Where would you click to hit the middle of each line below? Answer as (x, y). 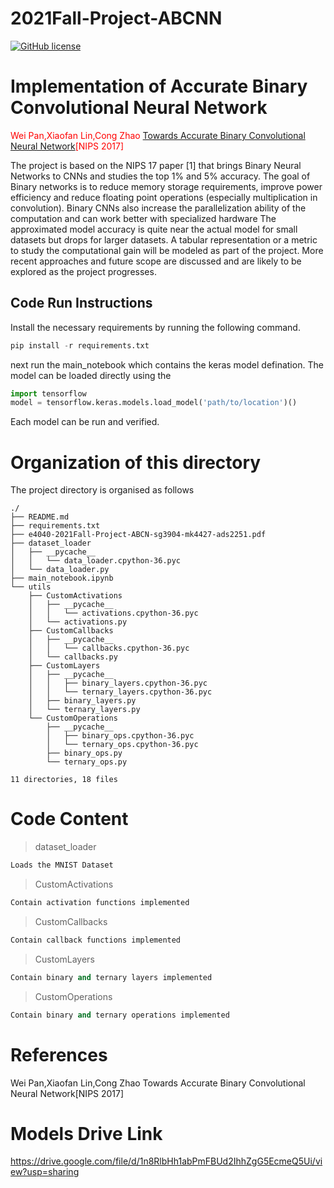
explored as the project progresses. (83, 271)
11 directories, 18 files (64, 780)
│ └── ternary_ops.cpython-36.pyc (122, 745)
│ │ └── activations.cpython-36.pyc (113, 613)
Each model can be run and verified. (85, 422)
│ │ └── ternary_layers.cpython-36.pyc (120, 692)
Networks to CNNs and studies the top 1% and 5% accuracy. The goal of (160, 176)
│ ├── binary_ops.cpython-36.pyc (120, 736)
